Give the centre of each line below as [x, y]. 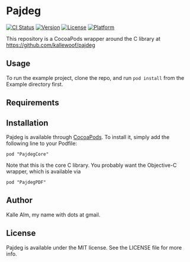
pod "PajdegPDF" [26, 182]
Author [19, 200]
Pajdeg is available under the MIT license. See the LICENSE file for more [94, 247]
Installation [27, 123]
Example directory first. [35, 84]
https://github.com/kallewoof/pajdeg [51, 45]
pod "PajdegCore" [28, 154]
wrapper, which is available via [44, 171]
